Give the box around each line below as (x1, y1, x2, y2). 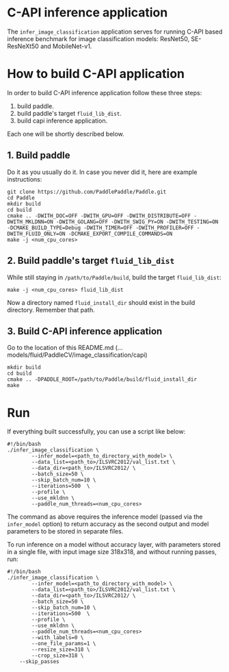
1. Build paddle (7, 149, 70, 162)
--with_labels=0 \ (31, 634, 84, 641)
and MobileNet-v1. (40, 42, 92, 50)
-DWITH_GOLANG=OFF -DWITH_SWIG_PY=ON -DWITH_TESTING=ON (55, 218, 219, 225)
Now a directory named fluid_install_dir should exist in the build (7, 298, 196, 306)
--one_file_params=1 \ (31, 640, 96, 647)
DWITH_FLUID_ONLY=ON (7, 230, 66, 237)
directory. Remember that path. (7, 306, 96, 314)
